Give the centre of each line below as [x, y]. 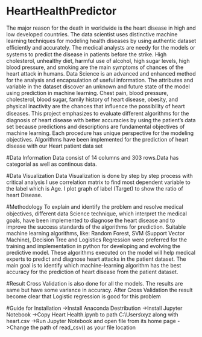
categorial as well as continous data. [52, 164]
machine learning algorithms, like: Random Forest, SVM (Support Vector [96, 233]
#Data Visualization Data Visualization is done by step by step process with [99, 175]
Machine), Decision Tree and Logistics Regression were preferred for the [97, 240]
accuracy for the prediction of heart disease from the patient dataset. [92, 272]
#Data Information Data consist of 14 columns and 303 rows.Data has [93, 157]
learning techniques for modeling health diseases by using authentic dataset [101, 41]
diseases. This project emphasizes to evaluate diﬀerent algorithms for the [98, 113]
